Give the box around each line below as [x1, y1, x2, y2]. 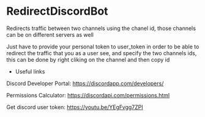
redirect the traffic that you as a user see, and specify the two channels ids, [6, 49, 197, 56]
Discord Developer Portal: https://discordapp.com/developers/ [6, 80, 164, 87]
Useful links [15, 67, 45, 75]
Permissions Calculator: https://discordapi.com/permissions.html [6, 91, 170, 99]
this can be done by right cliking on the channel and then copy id [6, 56, 170, 63]
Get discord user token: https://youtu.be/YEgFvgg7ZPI [6, 103, 144, 111]
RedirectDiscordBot [6, 4, 108, 18]
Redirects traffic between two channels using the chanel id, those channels [6, 25, 196, 32]
